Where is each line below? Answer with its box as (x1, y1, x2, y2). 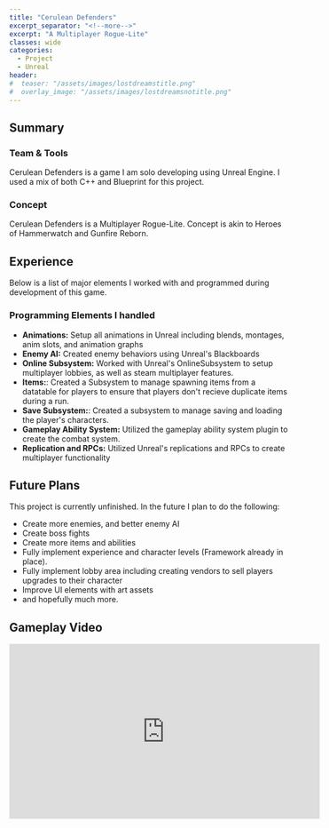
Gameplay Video (9, 619, 103, 635)
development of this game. (9, 287, 107, 298)
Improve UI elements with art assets (21, 585, 153, 595)
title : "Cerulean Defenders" (9, 12, 117, 22)
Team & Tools (9, 147, 69, 159)
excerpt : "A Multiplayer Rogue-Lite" (9, 29, 149, 38)
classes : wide (9, 37, 62, 47)
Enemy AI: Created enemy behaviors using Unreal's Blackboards (21, 348, 260, 359)
